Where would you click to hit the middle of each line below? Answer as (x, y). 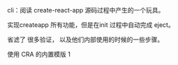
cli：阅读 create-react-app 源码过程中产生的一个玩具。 (86, 10)
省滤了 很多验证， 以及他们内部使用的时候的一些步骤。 (86, 39)
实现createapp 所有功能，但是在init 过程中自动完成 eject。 (91, 25)
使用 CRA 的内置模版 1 (39, 54)
